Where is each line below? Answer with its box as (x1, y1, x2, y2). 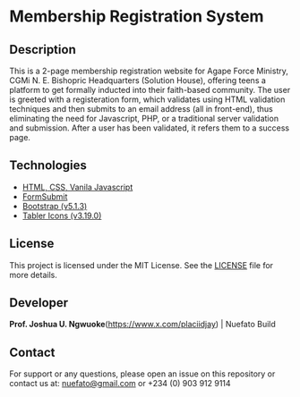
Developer (9, 295, 69, 310)
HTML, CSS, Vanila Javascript (21, 182, 133, 192)
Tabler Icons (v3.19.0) (21, 210, 102, 221)
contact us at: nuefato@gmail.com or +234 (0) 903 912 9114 (9, 378, 231, 389)
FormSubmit (21, 190, 68, 202)
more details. (9, 269, 58, 280)
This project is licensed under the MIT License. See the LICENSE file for (9, 259, 274, 270)
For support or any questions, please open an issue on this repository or (9, 368, 276, 379)
